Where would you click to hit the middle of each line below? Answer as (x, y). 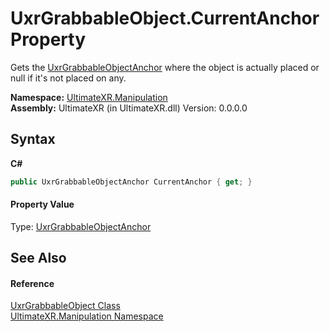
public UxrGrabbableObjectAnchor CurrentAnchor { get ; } (131, 182)
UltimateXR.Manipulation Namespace (87, 316)
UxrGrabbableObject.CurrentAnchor (165, 18)
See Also (38, 258)
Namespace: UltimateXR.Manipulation (89, 97)
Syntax (33, 139)
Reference (32, 283)
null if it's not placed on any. (68, 78)
